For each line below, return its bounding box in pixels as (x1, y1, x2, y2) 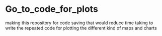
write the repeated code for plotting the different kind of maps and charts (5, 25, 157, 31)
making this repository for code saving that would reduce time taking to (5, 20, 153, 26)
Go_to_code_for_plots (5, 3, 98, 15)
